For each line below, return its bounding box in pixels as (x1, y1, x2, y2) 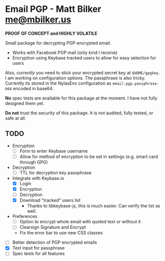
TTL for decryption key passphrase (19, 169, 92, 175)
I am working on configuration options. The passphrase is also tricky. (5, 75, 146, 81)
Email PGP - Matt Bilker (5, 3, 101, 15)
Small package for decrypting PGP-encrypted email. (5, 40, 112, 46)
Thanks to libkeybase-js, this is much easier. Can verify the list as (27, 203, 161, 209)
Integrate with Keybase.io (12, 175, 64, 181)
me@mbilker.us (5, 14, 72, 25)
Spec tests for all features (12, 251, 65, 257)
